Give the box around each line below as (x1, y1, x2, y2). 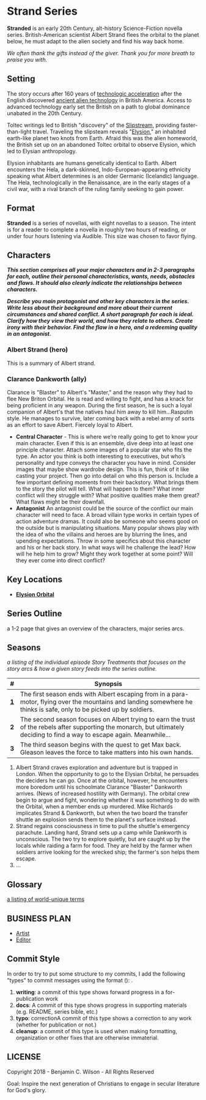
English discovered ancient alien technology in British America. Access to (7, 96, 192, 104)
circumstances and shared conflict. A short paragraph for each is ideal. (7, 311, 194, 318)
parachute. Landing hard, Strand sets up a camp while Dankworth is (15, 829, 187, 837)
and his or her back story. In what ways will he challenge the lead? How (15, 543, 196, 551)
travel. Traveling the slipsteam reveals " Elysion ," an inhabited (32, 127, 186, 135)
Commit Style (7, 954, 60, 964)
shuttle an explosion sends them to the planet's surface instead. (15, 816, 178, 823)
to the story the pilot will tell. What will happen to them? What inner (15, 485, 185, 492)
